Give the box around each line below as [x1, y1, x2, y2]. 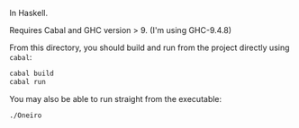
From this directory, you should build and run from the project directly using [9, 42, 290, 53]
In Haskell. [9, 8, 48, 18]
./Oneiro [9, 111, 42, 120]
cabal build [9, 69, 54, 78]
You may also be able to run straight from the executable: [9, 93, 222, 104]
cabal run [9, 77, 47, 86]
